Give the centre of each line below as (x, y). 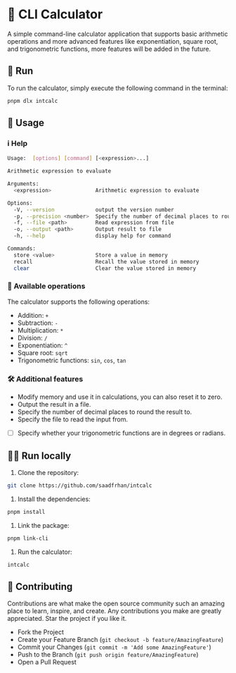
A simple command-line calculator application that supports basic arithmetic (118, 34)
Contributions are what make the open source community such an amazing (116, 604)
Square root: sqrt (42, 352)
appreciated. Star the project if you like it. (67, 619)
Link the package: (43, 525)
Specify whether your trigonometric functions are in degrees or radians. (122, 433)
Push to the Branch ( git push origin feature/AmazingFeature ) (108, 655)
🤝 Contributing (40, 587)
